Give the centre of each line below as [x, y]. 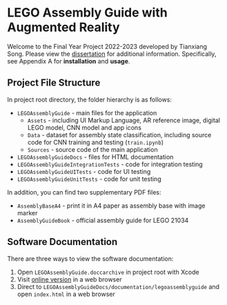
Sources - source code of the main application [92, 149]
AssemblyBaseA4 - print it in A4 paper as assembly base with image [111, 206]
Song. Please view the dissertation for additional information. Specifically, [112, 54]
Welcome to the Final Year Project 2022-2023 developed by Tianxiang [107, 46]
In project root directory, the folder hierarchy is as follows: [90, 99]
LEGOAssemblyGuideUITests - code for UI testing [84, 171]
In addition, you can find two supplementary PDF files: [84, 192]
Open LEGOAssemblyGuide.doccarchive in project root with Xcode [108, 272]
